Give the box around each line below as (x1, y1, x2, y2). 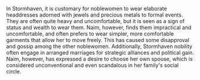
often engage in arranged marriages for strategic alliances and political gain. (6, 49, 194, 56)
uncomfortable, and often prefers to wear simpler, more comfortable (6, 30, 174, 37)
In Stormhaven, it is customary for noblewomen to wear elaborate (6, 5, 167, 12)
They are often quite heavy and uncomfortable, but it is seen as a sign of (6, 18, 185, 24)
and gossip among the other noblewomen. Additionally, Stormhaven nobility (6, 43, 193, 50)
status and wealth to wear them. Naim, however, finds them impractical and (6, 24, 192, 31)
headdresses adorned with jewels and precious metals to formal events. (6, 11, 183, 18)
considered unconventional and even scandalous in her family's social (6, 62, 179, 69)
